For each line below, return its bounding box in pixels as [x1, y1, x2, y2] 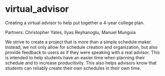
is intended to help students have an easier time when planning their [5, 54, 145, 60]
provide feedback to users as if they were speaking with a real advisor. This [5, 49, 160, 55]
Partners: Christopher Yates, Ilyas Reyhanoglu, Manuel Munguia [5, 29, 136, 35]
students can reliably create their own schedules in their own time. [5, 65, 142, 71]
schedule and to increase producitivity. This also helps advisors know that [5, 60, 157, 66]
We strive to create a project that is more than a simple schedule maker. [5, 38, 152, 45]
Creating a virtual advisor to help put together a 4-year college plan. [5, 20, 145, 26]
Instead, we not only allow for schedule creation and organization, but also [5, 44, 158, 50]
